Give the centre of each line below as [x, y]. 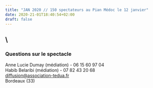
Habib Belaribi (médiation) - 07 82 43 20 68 [50, 70]
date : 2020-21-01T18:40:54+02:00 [40, 15]
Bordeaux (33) [20, 81]
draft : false [19, 19]
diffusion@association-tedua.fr [37, 75]
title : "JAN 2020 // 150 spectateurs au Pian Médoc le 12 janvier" [77, 10]
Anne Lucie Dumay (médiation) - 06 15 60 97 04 [55, 65]
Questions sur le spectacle [38, 54]
